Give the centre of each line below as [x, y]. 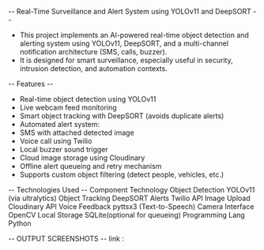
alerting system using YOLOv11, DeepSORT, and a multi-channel [124, 43]
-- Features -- [31, 84]
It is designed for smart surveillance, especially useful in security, [126, 60]
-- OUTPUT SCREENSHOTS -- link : [66, 239]
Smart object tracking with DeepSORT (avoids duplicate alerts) [122, 116]
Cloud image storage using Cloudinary [82, 158]
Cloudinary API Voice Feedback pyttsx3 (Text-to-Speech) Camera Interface [131, 207]
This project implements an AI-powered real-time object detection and [134, 35]
